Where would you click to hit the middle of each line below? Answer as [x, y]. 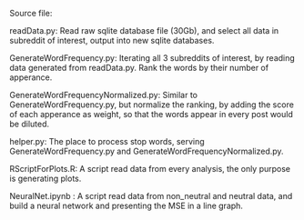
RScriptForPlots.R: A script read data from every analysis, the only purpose [150, 169]
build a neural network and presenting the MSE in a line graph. [127, 205]
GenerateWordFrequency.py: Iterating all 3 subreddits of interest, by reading [152, 58]
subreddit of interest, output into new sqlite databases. [112, 40]
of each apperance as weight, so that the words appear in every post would [151, 114]
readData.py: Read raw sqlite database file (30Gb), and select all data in [144, 30]
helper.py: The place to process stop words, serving [107, 141]
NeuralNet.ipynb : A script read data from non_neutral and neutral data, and [151, 196]
